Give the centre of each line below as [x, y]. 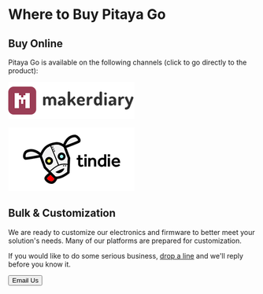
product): [23, 71]
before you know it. [39, 264]
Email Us [26, 280]
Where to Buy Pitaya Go [87, 15]
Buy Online [35, 44]
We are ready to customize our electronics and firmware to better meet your [131, 232]
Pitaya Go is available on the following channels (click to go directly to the [128, 62]
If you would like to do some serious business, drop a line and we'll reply [126, 255]
